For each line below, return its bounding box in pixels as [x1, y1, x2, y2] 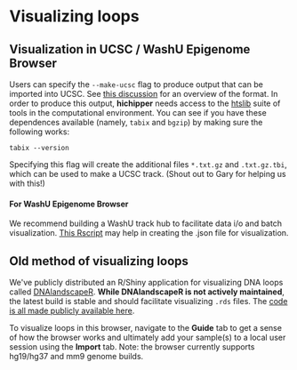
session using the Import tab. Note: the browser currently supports [9, 342, 255, 352]
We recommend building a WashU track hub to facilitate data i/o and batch [9, 218, 283, 229]
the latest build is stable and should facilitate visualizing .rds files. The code [9, 296, 288, 307]
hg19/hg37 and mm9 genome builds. [9, 351, 144, 362]
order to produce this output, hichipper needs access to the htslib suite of [9, 98, 281, 109]
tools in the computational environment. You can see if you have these [9, 108, 267, 117]
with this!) [9, 178, 46, 189]
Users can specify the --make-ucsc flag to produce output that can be [9, 79, 264, 90]
